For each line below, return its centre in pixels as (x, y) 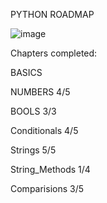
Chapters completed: (54, 53)
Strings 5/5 (33, 150)
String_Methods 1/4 (50, 169)
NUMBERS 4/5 (40, 92)
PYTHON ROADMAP (52, 14)
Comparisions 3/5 (47, 188)
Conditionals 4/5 (44, 130)
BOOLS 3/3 (33, 111)
